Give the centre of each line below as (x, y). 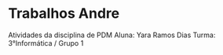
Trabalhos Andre (64, 14)
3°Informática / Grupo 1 (46, 43)
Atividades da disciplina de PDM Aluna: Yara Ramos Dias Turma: (112, 35)
